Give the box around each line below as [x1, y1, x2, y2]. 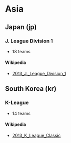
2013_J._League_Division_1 [12, 71, 67, 77]
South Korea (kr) [5, 84, 57, 93]
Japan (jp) [5, 23, 37, 31]
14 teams [12, 110, 31, 116]
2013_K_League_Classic [12, 132, 61, 138]
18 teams [12, 48, 31, 54]
